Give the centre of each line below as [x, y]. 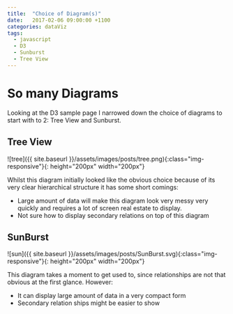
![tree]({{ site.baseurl [37, 159]
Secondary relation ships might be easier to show [89, 303]
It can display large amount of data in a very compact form [102, 296]
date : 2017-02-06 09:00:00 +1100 [59, 20]
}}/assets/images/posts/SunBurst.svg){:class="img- [143, 254]
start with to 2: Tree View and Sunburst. [65, 120]
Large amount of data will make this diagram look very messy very [113, 201]
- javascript [32, 40]
